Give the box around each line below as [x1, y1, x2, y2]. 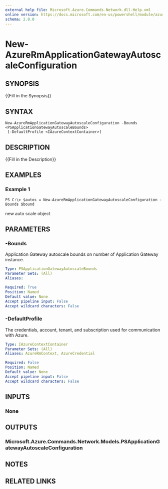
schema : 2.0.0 [5, 17, 35, 22]
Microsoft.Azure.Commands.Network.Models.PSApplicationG [5, 438, 160, 445]
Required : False [5, 360, 39, 365]
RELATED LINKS [5, 477, 56, 485]
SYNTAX [5, 107, 33, 116]
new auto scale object [5, 210, 51, 216]
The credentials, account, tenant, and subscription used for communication [5, 327, 160, 333]
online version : [5, 12, 39, 17]
